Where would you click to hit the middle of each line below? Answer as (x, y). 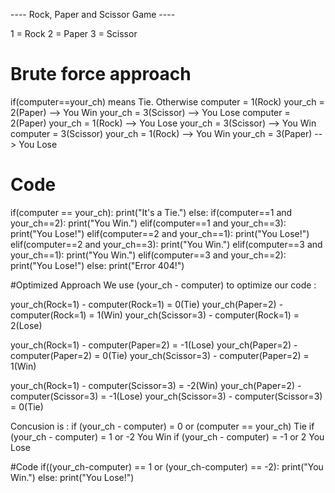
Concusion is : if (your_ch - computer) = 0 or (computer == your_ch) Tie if (162, 426)
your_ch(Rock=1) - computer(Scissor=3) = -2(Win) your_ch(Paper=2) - (156, 385)
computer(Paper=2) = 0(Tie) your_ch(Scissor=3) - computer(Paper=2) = (160, 355)
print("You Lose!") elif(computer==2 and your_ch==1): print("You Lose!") (160, 233)
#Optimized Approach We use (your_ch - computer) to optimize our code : (163, 285)
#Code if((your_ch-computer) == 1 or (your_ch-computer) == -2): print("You (167, 466)
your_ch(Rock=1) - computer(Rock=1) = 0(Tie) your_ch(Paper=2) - (147, 304)
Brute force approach (101, 74)
